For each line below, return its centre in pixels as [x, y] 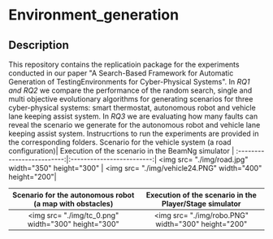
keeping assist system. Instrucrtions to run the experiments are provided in [134, 133]
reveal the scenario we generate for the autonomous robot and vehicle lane [134, 125]
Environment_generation [94, 15]
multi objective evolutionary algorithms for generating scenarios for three [131, 99]
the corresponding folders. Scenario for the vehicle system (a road [120, 142]
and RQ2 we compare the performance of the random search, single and [130, 90]
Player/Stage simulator [201, 203]
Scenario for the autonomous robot [73, 195]
